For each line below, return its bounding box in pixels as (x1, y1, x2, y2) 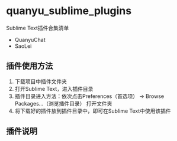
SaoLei (14, 42, 32, 50)
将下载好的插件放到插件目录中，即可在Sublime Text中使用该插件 (14, 107, 172, 114)
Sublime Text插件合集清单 (6, 24, 69, 31)
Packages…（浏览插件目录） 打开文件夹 (14, 100, 112, 107)
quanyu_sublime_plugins (6, 4, 132, 18)
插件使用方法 (6, 61, 53, 71)
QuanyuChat (14, 36, 46, 43)
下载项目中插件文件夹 (14, 78, 67, 85)
